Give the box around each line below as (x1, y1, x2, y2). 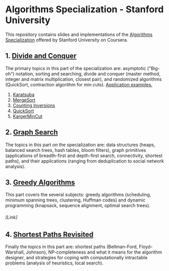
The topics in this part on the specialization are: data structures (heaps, (5, 142, 156, 148)
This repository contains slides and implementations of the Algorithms (5, 31, 153, 37)
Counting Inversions (12, 102, 55, 108)
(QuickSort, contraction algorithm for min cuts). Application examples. (5, 81, 153, 87)
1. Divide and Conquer (5, 52, 77, 60)
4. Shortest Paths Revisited (5, 230, 93, 239)
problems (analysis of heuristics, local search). (5, 260, 104, 266)
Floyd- (138, 244, 153, 250)
